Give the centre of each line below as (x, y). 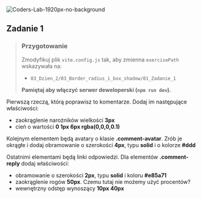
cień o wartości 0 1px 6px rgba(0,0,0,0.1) (68, 126)
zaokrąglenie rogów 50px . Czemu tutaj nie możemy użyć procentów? (103, 181)
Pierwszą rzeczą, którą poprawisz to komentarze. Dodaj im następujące (97, 102)
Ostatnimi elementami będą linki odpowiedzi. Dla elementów (82, 157)
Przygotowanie (44, 46)
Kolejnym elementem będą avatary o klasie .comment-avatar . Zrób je (94, 139)
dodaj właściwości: (45, 163)
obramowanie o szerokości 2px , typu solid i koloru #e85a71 (91, 175)
